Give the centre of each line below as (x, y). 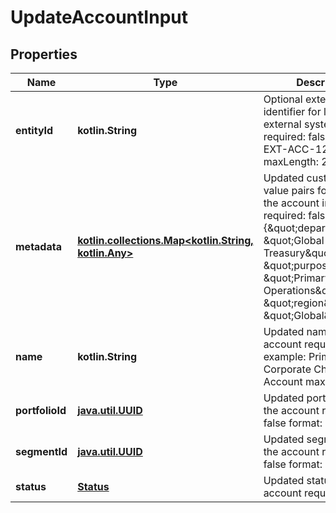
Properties (44, 54)
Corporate (287, 369)
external (282, 124)
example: (285, 356)
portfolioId (41, 410)
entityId (34, 130)
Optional (283, 99)
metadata (38, 246)
